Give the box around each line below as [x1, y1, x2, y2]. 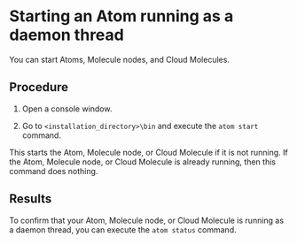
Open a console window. [21, 103, 113, 114]
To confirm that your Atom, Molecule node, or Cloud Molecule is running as [9, 215, 285, 225]
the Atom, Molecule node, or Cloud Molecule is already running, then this [9, 156, 277, 167]
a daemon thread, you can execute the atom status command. [9, 224, 237, 235]
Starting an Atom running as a [9, 6, 234, 27]
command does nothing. [9, 165, 98, 176]
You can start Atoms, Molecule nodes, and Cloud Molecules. [9, 54, 231, 65]
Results [9, 192, 52, 207]
